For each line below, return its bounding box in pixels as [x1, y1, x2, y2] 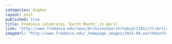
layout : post [5, 12, 33, 17]
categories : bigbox [5, 7, 47, 13]
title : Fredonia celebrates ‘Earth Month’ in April [5, 21, 118, 27]
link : [5, 26, 17, 31]
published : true [5, 17, 40, 22]
